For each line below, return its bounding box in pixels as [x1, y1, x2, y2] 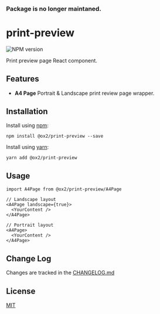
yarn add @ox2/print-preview [6, 155, 77, 161]
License [6, 286, 36, 296]
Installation [6, 107, 48, 117]
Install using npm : [6, 122, 49, 129]
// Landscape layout [6, 197, 57, 203]
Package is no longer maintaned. [6, 5, 101, 13]
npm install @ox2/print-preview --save [6, 134, 104, 139]
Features [6, 74, 39, 84]
